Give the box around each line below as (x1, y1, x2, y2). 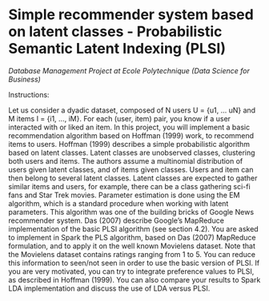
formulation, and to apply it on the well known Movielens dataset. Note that (8, 241, 256, 251)
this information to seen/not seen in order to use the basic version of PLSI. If (8, 258, 260, 267)
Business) (8, 74, 42, 84)
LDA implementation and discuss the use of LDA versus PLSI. (8, 283, 211, 293)
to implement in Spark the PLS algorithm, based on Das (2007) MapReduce (8, 232, 256, 242)
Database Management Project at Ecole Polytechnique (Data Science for (8, 65, 251, 75)
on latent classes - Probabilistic (8, 22, 223, 41)
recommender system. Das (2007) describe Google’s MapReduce (8, 216, 224, 225)
